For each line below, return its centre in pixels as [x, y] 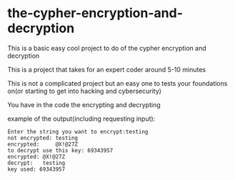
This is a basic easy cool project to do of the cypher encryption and [107, 48]
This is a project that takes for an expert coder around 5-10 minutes [107, 69]
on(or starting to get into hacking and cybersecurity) [85, 91]
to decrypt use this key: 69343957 [60, 150]
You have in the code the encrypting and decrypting [84, 104]
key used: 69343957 [36, 169]
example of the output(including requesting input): [81, 119]
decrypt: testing [36, 163]
